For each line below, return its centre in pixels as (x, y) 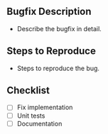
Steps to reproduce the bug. (58, 68)
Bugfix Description (49, 12)
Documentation (39, 123)
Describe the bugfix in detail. (59, 28)
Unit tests (31, 116)
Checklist (28, 90)
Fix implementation (45, 107)
